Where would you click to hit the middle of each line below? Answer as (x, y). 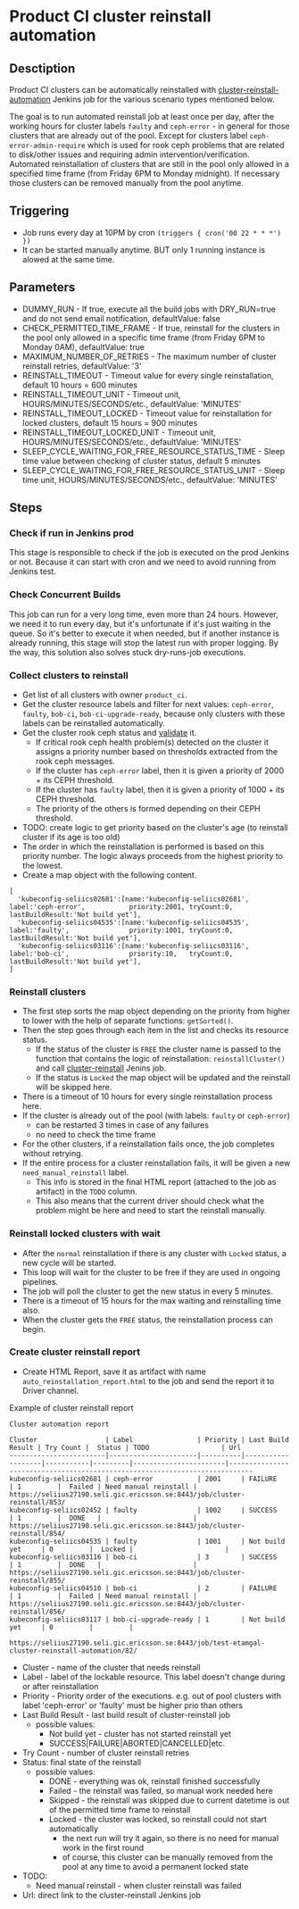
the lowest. (42, 865)
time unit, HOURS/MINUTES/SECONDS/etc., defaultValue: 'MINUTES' (150, 479)
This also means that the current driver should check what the (150, 1201)
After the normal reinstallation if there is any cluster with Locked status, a (154, 1253)
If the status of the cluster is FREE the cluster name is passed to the (158, 1049)
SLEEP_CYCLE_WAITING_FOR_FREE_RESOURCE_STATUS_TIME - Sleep (154, 451)
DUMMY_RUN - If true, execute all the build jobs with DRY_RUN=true (149, 309)
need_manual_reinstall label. (75, 1172)
